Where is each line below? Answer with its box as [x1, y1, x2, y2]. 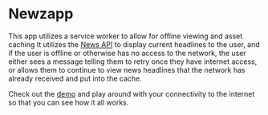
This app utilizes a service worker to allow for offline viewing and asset [8, 31, 243, 41]
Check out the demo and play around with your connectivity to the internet [8, 89, 255, 98]
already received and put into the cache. [8, 73, 142, 83]
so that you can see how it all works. [8, 97, 129, 107]
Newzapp [8, 5, 74, 23]
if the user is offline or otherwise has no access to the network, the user [8, 48, 246, 57]
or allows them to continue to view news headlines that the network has [8, 65, 246, 74]
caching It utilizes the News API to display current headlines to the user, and [8, 39, 260, 49]
